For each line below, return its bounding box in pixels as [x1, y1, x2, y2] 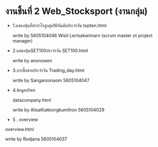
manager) [12, 38, 33, 44]
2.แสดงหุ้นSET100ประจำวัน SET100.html [12, 47, 88, 53]
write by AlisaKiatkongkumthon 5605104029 [12, 106, 104, 113]
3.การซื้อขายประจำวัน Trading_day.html [12, 67, 84, 73]
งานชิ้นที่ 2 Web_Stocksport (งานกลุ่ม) [5, 6, 148, 17]
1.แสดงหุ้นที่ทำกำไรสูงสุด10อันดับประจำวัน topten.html [12, 22, 107, 28]
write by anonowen [12, 57, 53, 63]
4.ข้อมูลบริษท [12, 87, 36, 93]
